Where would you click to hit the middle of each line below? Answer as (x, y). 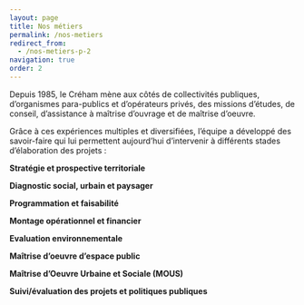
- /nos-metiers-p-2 (54, 52)
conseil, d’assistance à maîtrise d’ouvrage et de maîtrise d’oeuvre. (132, 113)
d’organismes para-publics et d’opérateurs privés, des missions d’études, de (152, 103)
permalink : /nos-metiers (56, 34)
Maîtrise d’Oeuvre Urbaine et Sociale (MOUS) (97, 273)
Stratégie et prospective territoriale (78, 168)
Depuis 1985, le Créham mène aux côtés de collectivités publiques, (135, 94)
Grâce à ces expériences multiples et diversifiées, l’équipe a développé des (151, 131)
